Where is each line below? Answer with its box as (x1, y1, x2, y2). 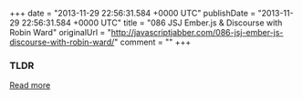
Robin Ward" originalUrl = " (9, 27, 112, 37)
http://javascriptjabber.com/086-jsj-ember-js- (110, 27, 284, 37)
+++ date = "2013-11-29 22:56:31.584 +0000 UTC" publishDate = (9, 8, 256, 18)
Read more (9, 80, 51, 91)
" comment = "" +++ (113, 36, 192, 47)
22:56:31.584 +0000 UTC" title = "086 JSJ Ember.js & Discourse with (21, 17, 283, 28)
